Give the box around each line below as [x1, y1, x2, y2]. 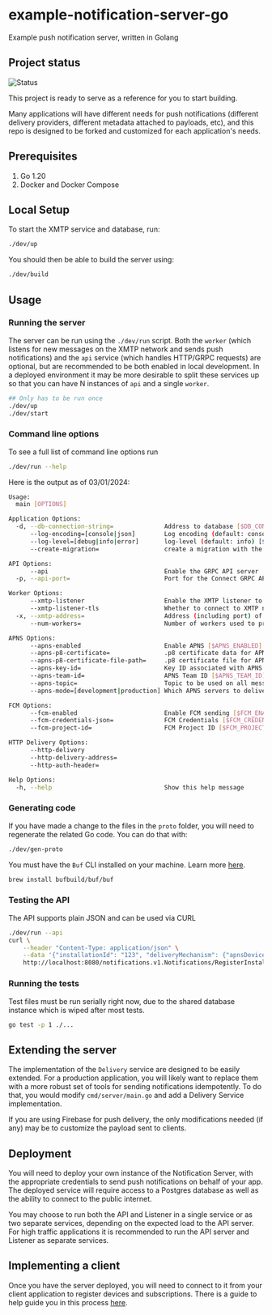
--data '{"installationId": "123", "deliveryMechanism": [23, 951, 219, 960]
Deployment [8, 1147, 72, 1160]
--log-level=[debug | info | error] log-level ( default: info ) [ [29, 537, 263, 546]
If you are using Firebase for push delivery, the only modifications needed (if [8, 1115, 264, 1125]
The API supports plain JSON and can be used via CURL [8, 913, 197, 922]
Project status [8, 56, 81, 70]
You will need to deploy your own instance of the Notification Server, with [8, 1168, 253, 1177]
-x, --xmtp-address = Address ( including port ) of [15, 611, 263, 620]
